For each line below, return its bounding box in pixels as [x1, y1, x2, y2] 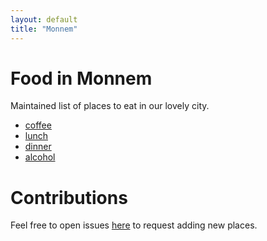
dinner [24, 141, 52, 153]
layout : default [10, 14, 78, 25]
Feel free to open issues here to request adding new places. [10, 219, 258, 231]
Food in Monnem [10, 67, 153, 90]
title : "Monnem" [10, 24, 78, 34]
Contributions [10, 186, 128, 209]
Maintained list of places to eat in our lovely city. [10, 100, 210, 112]
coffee [24, 119, 52, 131]
